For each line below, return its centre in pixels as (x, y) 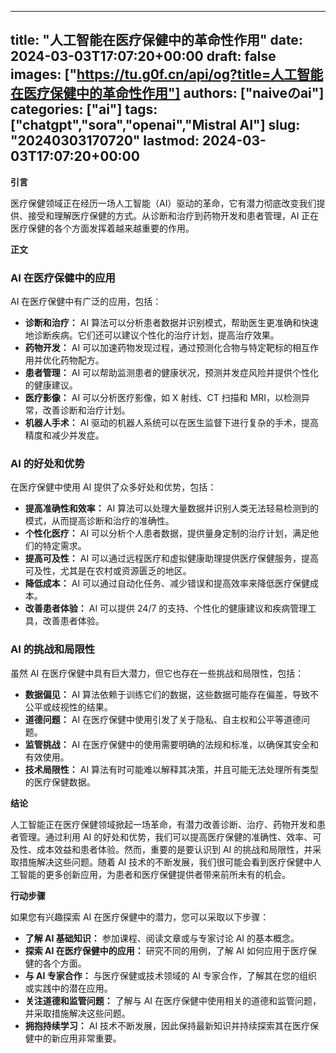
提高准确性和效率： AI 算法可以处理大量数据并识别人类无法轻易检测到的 (172, 508)
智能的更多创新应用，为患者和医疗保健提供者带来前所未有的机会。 (154, 874)
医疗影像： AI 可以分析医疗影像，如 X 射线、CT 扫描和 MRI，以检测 (163, 398)
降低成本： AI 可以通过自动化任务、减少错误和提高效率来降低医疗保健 (167, 583)
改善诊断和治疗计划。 (86, 410)
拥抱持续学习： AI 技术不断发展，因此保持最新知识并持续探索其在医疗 (167, 1025)
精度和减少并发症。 (64, 435)
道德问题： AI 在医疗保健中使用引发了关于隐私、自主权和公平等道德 (163, 719)
